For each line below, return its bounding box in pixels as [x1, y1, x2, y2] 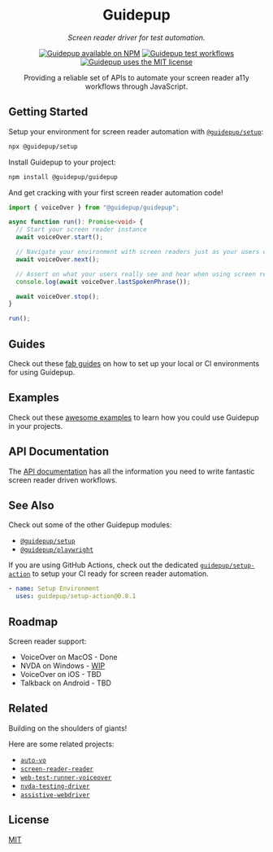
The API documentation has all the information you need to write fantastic [8, 466, 255, 476]
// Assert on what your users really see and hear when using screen [15, 270, 256, 278]
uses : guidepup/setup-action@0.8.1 [15, 592, 136, 601]
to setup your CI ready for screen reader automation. [32, 569, 209, 579]
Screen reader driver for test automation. [67, 33, 206, 42]
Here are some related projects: [8, 739, 115, 749]
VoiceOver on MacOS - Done [19, 652, 118, 662]
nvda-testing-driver [19, 782, 90, 790]
